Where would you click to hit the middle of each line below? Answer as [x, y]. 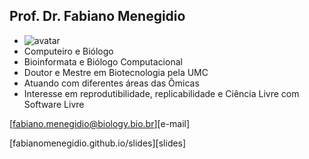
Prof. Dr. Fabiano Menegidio [97, 16]
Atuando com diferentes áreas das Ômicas [111, 83]
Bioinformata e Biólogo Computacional [103, 61]
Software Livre [54, 104]
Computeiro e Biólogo [68, 51]
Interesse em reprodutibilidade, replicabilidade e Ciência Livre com [161, 93]
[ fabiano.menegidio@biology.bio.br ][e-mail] [100, 123]
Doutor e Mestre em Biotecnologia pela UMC [116, 72]
